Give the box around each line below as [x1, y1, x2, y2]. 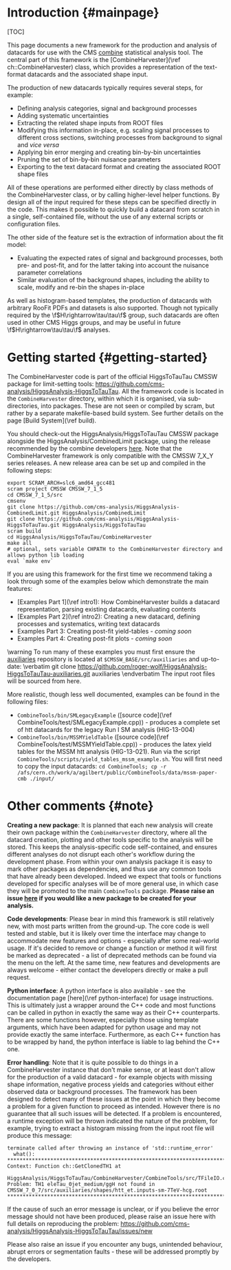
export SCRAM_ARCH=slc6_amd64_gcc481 [7, 480, 115, 486]
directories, [7, 401, 40, 410]
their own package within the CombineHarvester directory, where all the [7, 828, 208, 837]
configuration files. [7, 219, 60, 228]
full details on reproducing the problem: [7, 1219, 119, 1227]
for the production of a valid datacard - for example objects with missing [7, 1073, 212, 1081]
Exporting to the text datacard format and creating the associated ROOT [16, 162, 221, 171]
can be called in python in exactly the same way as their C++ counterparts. [7, 1008, 220, 1016]
